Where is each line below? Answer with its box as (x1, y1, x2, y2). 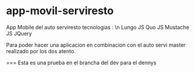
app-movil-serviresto (6, 4, 114, 18)
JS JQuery (6, 30, 32, 37)
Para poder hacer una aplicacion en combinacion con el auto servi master (6, 41, 186, 48)
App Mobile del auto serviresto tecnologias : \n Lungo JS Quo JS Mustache (6, 24, 190, 31)
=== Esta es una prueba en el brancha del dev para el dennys (6, 59, 157, 66)
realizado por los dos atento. (6, 47, 76, 54)
